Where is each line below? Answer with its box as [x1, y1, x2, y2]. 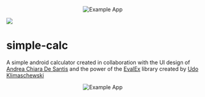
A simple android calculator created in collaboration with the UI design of [6, 59, 190, 66]
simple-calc [6, 38, 69, 52]
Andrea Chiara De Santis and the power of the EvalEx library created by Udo [6, 65, 199, 73]
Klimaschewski [6, 71, 44, 79]
